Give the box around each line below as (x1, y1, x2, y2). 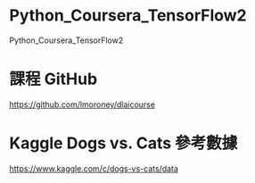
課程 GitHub (9, 69, 98, 89)
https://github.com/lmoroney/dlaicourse (9, 99, 156, 110)
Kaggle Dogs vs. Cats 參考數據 (9, 133, 238, 154)
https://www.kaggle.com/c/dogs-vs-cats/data (9, 162, 178, 174)
